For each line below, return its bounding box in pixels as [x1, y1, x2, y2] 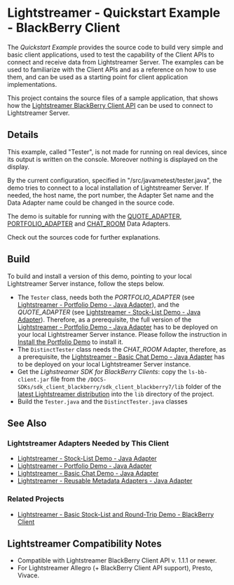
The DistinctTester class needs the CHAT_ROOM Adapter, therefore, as [17, 345, 226, 353]
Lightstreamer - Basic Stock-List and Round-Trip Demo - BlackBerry [17, 510, 214, 518]
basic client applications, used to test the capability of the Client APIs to [7, 50, 215, 59]
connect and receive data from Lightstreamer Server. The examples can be [7, 57, 224, 66]
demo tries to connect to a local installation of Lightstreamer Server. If [7, 184, 209, 192]
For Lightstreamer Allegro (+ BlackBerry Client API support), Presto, [17, 564, 213, 572]
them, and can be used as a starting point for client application [7, 72, 188, 81]
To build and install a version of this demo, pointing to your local [7, 272, 192, 280]
